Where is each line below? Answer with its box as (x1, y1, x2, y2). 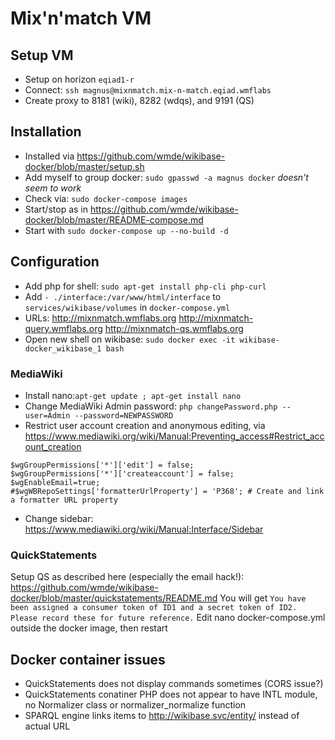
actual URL (24, 720, 71, 732)
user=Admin (24, 410, 71, 421)
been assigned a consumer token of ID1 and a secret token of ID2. (10, 603, 298, 613)
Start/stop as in (24, 203, 88, 215)
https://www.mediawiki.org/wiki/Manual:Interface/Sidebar (24, 523, 264, 535)
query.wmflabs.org (24, 322, 103, 334)
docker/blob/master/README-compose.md (24, 213, 204, 226)
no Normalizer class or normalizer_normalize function (24, 699, 247, 711)
